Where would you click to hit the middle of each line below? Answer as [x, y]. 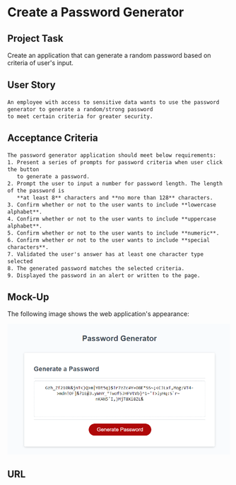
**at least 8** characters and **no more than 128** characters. [115, 198]
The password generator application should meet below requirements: [112, 155]
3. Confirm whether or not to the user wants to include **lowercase [112, 205]
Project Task [35, 39]
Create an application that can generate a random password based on [109, 55]
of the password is [36, 191]
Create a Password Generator [96, 12]
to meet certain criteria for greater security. [80, 116]
